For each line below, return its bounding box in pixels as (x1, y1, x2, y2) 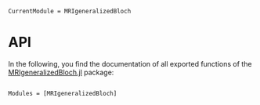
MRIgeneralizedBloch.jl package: (8, 67, 114, 77)
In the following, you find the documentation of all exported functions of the (8, 59, 252, 68)
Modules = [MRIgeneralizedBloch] (8, 89, 117, 97)
